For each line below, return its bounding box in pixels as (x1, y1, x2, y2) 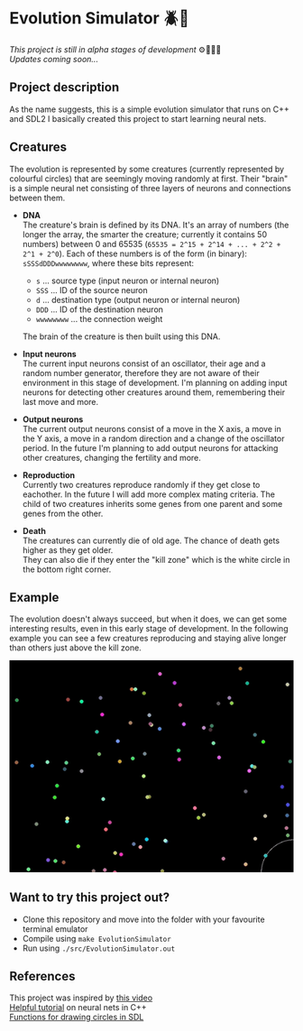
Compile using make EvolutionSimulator (22, 933, 171, 944)
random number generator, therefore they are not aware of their (22, 367, 260, 378)
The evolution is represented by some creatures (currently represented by (9, 163, 285, 174)
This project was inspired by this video (9, 992, 153, 1003)
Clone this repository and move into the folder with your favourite (22, 914, 265, 925)
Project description (9, 79, 120, 96)
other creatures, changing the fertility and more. (22, 452, 201, 463)
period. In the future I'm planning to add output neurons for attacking (22, 442, 279, 453)
